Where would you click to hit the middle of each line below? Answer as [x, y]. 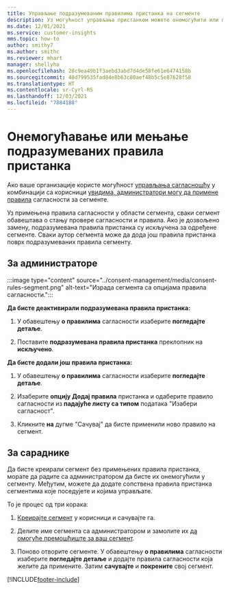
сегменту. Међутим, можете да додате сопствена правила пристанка [110, 484]
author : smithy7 [30, 45]
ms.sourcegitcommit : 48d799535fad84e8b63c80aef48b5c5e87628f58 [99, 77]
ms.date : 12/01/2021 [37, 26]
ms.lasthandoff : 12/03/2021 [47, 97]
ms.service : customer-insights [52, 33]
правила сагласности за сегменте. [58, 199]
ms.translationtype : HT [41, 84]
